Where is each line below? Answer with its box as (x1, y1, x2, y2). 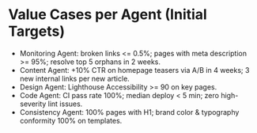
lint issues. (47, 99, 83, 108)
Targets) (8, 22, 66, 40)
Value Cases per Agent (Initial (8, 6, 207, 24)
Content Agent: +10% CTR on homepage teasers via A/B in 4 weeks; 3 (19, 65, 250, 74)
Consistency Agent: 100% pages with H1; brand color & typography (19, 107, 240, 116)
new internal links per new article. (19, 74, 130, 83)
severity (19, 99, 47, 108)
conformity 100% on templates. (19, 116, 123, 125)
